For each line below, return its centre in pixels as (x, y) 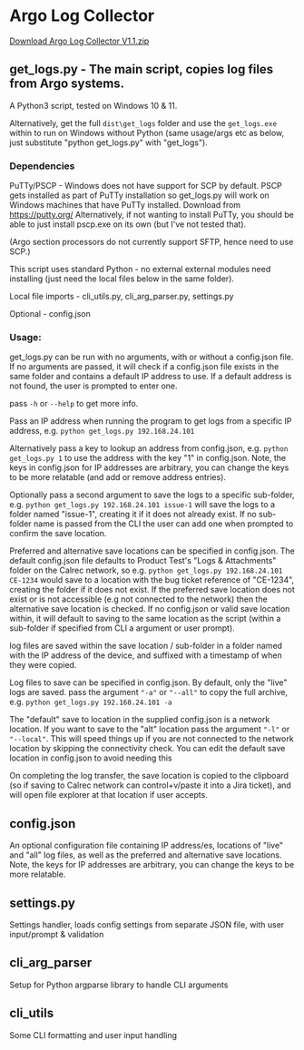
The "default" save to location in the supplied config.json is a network (140, 720)
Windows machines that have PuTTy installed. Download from (125, 205)
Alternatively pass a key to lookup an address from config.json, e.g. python (149, 448)
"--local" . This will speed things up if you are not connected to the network (152, 739)
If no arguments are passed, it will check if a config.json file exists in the (144, 367)
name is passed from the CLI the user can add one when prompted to (163, 524)
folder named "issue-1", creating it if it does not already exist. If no (133, 515)
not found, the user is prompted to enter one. (93, 386)
